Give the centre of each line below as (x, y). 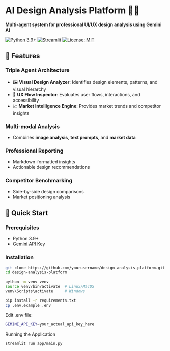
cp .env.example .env (28, 305)
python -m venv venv (27, 282)
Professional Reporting (34, 151)
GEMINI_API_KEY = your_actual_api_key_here (50, 324)
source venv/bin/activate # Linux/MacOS (50, 287)
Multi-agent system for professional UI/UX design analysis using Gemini (83, 24)
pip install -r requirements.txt (41, 300)
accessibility (26, 100)
